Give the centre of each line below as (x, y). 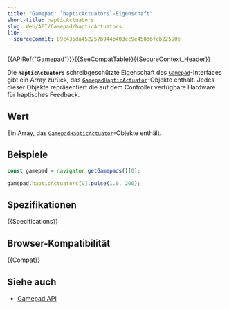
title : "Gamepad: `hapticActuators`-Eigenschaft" (80, 14)
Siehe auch (32, 282)
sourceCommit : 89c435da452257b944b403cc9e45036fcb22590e (97, 39)
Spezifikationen (42, 205)
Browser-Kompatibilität (59, 243)
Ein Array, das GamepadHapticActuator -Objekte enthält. (84, 133)
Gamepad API (37, 298)
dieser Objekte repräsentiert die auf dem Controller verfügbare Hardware (111, 87)
